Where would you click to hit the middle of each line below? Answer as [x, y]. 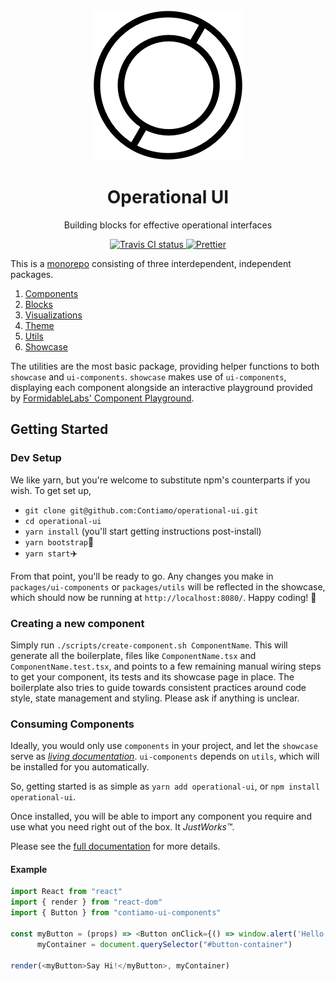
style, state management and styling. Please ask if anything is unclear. [155, 698]
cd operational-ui [63, 521]
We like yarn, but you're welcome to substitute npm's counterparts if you [160, 480]
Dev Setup [36, 458]
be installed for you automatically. [80, 767]
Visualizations [53, 315]
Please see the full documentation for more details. [115, 846]
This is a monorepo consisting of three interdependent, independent [151, 263]
